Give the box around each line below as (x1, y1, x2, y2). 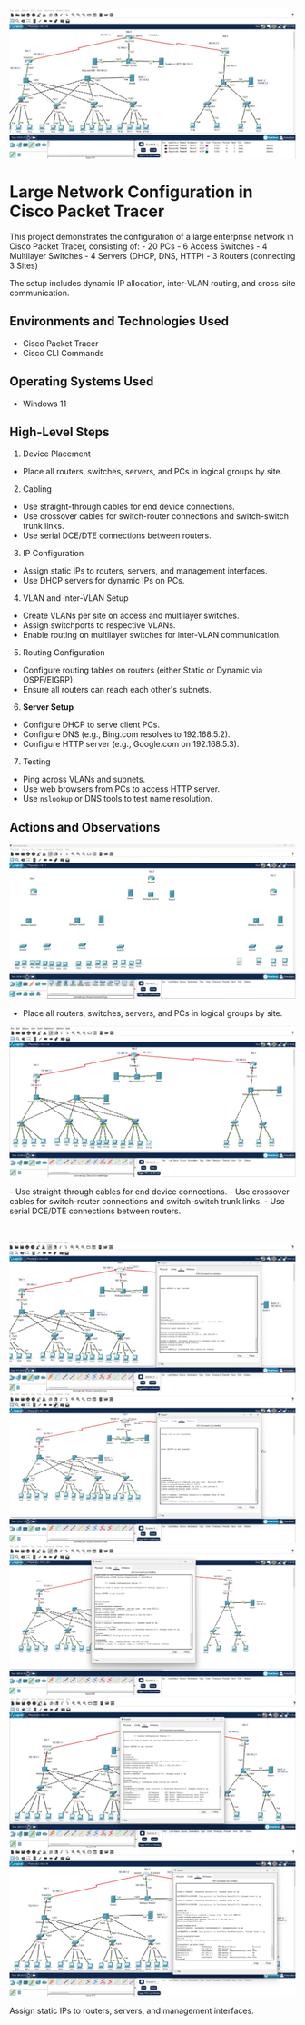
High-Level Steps (9, 424, 110, 440)
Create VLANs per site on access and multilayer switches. (22, 610, 240, 622)
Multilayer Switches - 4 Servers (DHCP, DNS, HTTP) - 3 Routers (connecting (9, 251, 296, 262)
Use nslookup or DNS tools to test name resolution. (22, 793, 213, 804)
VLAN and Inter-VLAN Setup (22, 593, 129, 604)
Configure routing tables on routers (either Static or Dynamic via (22, 664, 263, 676)
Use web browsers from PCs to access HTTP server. (22, 783, 221, 794)
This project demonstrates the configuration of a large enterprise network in (9, 232, 294, 243)
